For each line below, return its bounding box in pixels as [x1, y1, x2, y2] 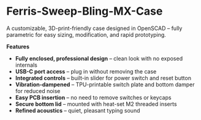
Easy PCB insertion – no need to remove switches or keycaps [15, 94, 172, 101]
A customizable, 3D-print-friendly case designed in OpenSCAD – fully [6, 24, 183, 32]
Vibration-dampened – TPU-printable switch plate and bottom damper [15, 81, 195, 88]
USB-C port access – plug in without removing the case [15, 67, 157, 75]
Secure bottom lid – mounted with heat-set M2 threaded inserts [15, 100, 177, 108]
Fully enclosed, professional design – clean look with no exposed [15, 54, 183, 62]
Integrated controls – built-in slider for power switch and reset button [15, 74, 192, 81]
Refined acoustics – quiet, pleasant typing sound [15, 107, 140, 114]
